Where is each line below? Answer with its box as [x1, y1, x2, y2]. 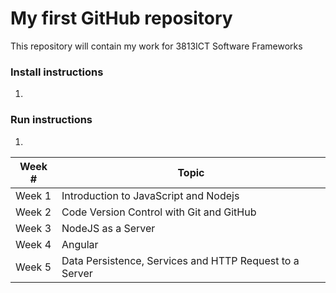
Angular [61, 237, 99, 251]
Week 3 [15, 221, 52, 235]
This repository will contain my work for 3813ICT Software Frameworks [10, 40, 303, 52]
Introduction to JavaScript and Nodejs [61, 188, 240, 202]
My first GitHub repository [10, 7, 233, 30]
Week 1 [15, 188, 52, 202]
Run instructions [10, 113, 93, 127]
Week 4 [15, 237, 52, 251]
